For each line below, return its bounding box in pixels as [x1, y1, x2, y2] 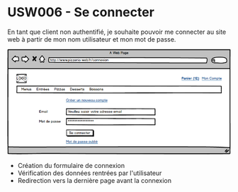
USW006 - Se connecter [7, 4, 154, 20]
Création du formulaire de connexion [17, 161, 125, 169]
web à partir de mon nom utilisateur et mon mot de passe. [7, 35, 176, 43]
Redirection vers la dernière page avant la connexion [17, 176, 172, 184]
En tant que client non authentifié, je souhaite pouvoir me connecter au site [7, 28, 227, 36]
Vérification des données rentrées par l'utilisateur [17, 169, 162, 177]
